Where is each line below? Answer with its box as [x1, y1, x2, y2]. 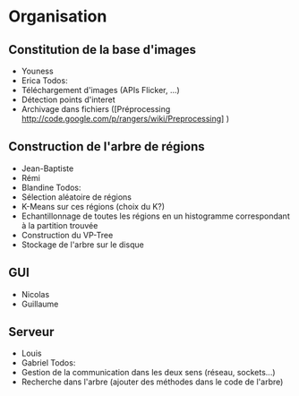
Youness [21, 65, 55, 76]
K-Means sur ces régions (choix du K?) [21, 201, 166, 211]
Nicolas [21, 288, 50, 299]
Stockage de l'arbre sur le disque [21, 239, 144, 250]
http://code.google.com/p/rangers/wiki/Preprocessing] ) [21, 114, 230, 124]
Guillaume [21, 298, 59, 309]
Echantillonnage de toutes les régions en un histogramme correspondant [21, 211, 290, 221]
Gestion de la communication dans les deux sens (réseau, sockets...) [21, 367, 276, 378]
